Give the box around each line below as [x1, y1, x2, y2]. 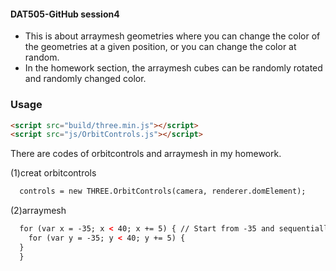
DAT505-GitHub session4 [10, 8, 120, 20]
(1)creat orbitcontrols [10, 167, 97, 179]
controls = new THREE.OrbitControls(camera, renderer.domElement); [19, 186, 307, 197]
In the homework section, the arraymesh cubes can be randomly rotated [24, 62, 323, 74]
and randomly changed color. [24, 73, 147, 85]
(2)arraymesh [10, 205, 67, 217]
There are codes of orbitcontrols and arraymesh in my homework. [10, 148, 282, 160]
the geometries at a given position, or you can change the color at [24, 41, 297, 53]
